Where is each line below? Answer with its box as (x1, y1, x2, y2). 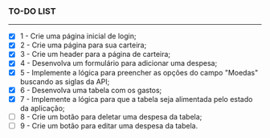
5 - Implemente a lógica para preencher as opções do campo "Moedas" (19, 67, 259, 77)
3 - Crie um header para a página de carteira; (19, 50, 171, 59)
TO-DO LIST (8, 6, 56, 17)
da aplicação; (19, 103, 65, 113)
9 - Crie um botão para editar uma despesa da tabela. (19, 120, 198, 130)
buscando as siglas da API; (19, 76, 110, 86)
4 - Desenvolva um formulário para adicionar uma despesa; (19, 59, 218, 68)
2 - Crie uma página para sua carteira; (19, 40, 147, 50)
